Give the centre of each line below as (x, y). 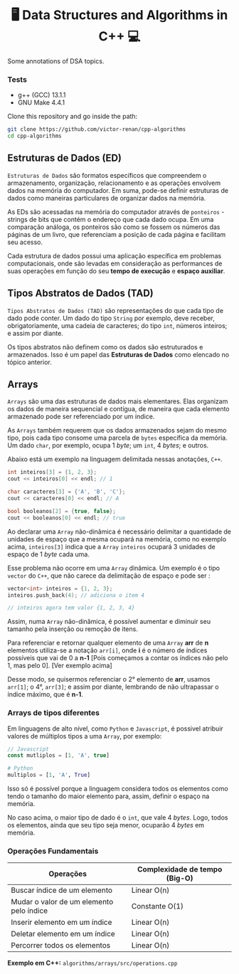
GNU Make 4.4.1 (41, 102)
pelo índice (30, 911)
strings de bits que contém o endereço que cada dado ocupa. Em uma (111, 219)
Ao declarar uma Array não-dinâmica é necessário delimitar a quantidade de (119, 531)
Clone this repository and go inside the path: (73, 117)
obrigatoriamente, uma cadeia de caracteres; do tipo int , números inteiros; (117, 325)
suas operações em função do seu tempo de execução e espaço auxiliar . (116, 271)
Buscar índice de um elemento (62, 890)
